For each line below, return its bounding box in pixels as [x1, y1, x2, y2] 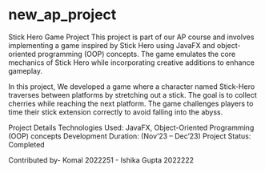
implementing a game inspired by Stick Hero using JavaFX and [8, 40, 215, 50]
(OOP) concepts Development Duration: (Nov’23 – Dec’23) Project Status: [8, 131, 251, 141]
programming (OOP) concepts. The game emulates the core [37, 49, 236, 58]
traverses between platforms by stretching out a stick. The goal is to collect [8, 90, 258, 99]
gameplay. [8, 66, 42, 75]
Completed [8, 139, 46, 149]
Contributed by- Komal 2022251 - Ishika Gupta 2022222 [8, 155, 195, 165]
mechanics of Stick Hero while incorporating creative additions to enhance [8, 58, 255, 67]
